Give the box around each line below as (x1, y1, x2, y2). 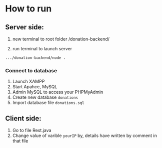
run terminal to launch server (12, 46, 72, 51)
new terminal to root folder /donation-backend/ (12, 36, 110, 42)
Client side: (5, 114, 41, 123)
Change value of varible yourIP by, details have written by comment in (12, 133, 157, 139)
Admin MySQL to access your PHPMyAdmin (12, 89, 103, 95)
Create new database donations (12, 94, 78, 100)
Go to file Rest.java (12, 127, 51, 133)
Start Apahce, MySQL (12, 84, 57, 90)
